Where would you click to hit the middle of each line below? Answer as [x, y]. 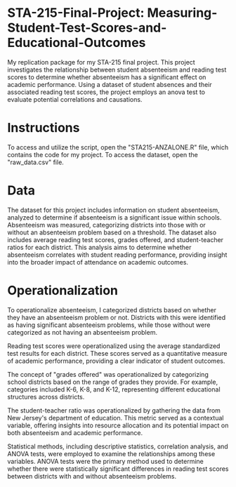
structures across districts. [46, 396]
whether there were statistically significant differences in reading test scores [118, 469]
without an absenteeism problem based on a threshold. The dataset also [112, 232]
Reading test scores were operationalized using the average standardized [114, 346]
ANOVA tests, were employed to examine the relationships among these [111, 453]
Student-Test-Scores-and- [87, 28]
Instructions [44, 128]
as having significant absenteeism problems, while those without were [109, 325]
